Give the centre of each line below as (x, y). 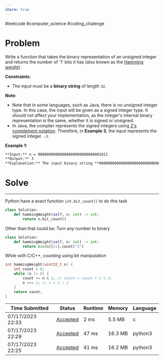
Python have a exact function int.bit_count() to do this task (66, 201)
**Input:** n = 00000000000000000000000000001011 (57, 154)
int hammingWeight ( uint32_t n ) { (39, 265)
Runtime (93, 308)
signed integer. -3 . (31, 136)
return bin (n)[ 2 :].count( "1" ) (53, 246)
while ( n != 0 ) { (31, 274)
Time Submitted (30, 308)
